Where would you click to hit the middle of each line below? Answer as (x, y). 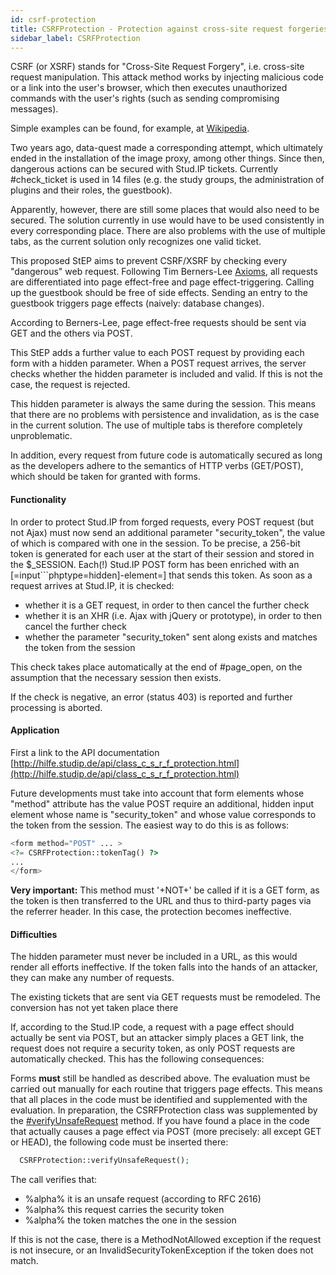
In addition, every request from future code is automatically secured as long (166, 455)
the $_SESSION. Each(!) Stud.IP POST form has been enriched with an (155, 564)
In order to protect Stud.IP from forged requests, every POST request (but (162, 522)
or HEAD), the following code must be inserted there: (119, 1142)
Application (35, 730)
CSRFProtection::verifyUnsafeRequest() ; (104, 1161)
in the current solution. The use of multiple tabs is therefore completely (156, 425)
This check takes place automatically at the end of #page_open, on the (156, 667)
